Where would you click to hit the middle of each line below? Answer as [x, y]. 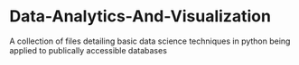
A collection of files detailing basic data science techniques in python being [150, 41]
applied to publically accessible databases [88, 50]
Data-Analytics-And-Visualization [140, 16]
